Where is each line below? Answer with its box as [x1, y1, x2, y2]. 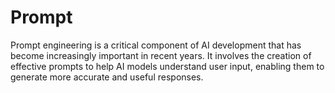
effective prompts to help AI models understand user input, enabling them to [10, 60, 325, 72]
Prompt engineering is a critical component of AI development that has [10, 39, 302, 51]
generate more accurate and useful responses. [10, 71, 204, 83]
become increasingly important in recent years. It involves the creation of [10, 49, 312, 61]
